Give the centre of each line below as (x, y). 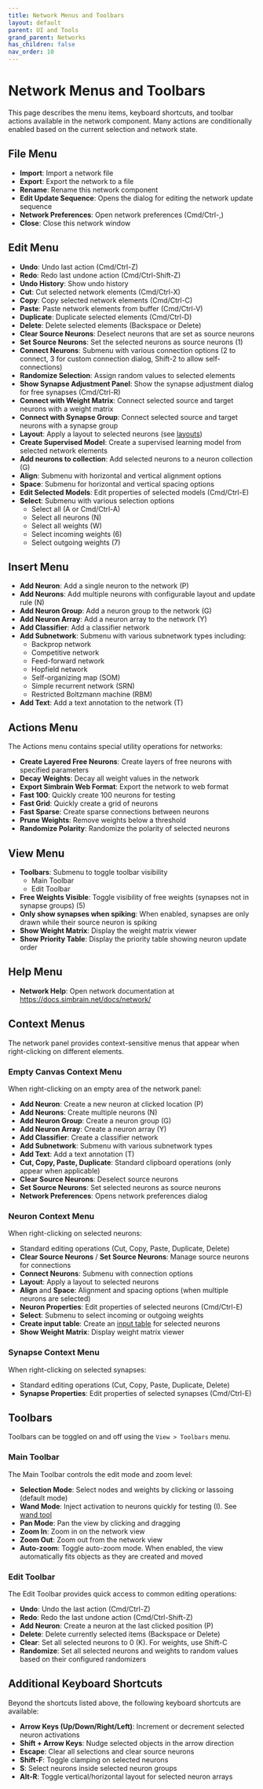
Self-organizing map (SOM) (75, 678)
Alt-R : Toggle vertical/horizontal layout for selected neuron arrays (126, 1776)
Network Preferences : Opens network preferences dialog (113, 1196)
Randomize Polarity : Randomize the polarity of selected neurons (124, 828)
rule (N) (32, 603)
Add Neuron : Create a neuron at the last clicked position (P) (117, 1626)
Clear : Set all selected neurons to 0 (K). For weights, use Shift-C (123, 1642)
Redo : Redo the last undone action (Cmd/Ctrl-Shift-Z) (106, 1617)
